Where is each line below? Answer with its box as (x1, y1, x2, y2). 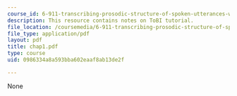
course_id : (7, 10, 39, 18)
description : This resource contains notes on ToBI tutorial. (7, 17, 194, 24)
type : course (7, 50, 46, 57)
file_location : (7, 23, 52, 30)
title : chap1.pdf (7, 43, 59, 50)
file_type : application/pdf (7, 30, 90, 37)
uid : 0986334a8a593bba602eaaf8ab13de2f (7, 56, 125, 64)
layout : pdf (7, 37, 42, 44)
